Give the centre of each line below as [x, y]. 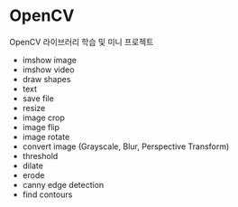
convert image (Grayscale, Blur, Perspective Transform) [126, 146]
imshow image [49, 60]
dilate [32, 165]
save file [38, 98]
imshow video [48, 70]
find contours [47, 194]
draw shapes [46, 79]
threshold [40, 155]
